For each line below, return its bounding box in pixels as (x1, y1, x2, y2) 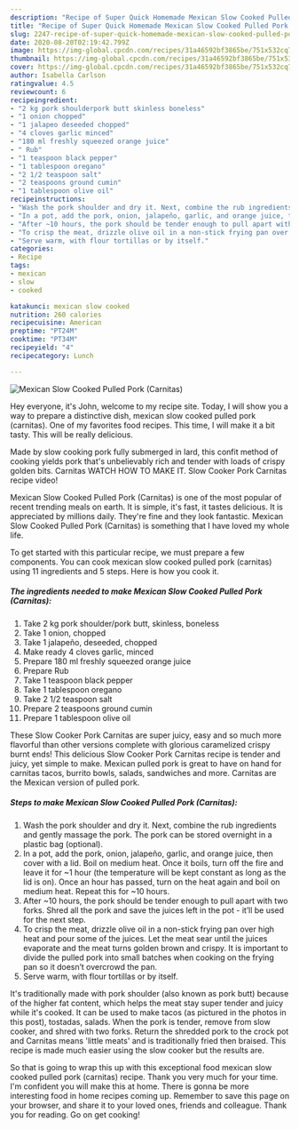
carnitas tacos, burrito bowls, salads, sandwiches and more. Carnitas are (10, 767, 277, 778)
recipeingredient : (10, 95, 78, 105)
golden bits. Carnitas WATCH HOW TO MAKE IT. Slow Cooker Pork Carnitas (10, 465, 287, 476)
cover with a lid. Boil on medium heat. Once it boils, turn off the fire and (22, 857, 284, 868)
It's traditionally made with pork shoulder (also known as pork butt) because (10, 988, 289, 998)
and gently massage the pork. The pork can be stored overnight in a (22, 829, 273, 840)
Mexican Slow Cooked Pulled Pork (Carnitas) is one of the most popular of (10, 492, 282, 502)
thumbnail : (10, 54, 51, 63)
